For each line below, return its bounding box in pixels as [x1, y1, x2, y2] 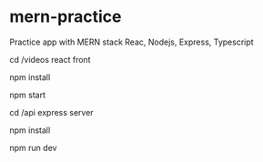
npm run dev [9, 142, 57, 153]
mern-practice [9, 6, 122, 27]
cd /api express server [9, 106, 94, 117]
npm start [9, 89, 46, 100]
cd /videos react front [9, 54, 91, 65]
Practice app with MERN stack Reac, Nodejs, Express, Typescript [9, 36, 254, 47]
